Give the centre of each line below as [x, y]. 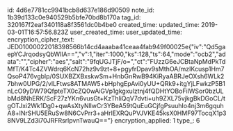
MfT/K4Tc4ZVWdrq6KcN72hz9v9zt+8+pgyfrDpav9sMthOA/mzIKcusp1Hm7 [116, 69]
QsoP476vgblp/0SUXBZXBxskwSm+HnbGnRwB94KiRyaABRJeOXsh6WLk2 [116, 76]
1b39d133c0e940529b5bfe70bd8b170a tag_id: [74, 17]
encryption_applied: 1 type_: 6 [157, 120]
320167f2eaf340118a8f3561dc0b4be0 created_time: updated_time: [103, 25]
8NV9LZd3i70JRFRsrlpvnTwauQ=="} [60, 120]
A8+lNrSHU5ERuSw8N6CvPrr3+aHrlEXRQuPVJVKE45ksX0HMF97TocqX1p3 [117, 113]
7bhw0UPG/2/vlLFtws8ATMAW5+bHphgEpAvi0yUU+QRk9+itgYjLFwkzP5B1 [116, 84]
